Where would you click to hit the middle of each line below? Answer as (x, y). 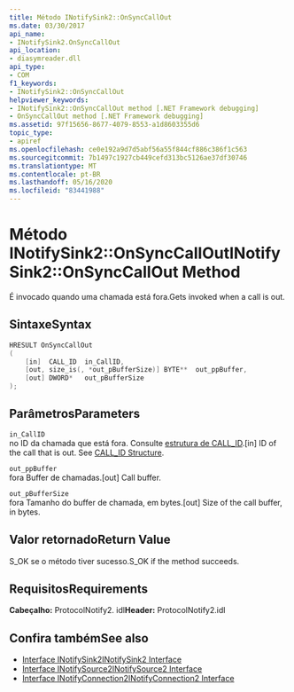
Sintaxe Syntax (50, 325)
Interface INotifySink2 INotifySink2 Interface (102, 660)
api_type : (27, 67)
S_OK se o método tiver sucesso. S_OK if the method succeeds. (124, 561)
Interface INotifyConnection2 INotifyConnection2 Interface (128, 679)
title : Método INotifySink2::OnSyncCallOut (91, 17)
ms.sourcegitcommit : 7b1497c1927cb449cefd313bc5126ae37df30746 (128, 157)
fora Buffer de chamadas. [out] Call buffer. (85, 477)
